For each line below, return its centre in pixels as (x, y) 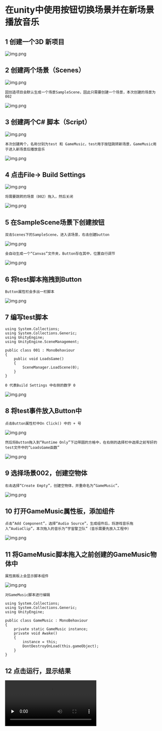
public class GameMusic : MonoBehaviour (47, 621)
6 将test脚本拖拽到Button (43, 279)
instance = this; (40, 642)
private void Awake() (36, 633)
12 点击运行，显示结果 (38, 671)
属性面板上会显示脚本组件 (27, 576)
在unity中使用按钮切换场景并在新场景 (80, 10)
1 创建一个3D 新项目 (35, 42)
